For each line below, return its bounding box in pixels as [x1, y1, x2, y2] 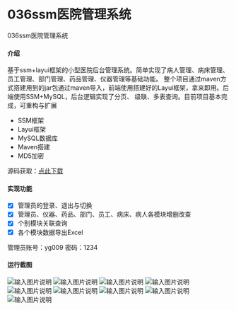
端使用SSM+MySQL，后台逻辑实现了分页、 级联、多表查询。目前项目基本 [7, 93, 221, 101]
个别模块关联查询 [17, 219, 68, 227]
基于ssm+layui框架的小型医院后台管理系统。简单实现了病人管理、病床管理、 [7, 66, 229, 74]
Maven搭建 [17, 143, 51, 151]
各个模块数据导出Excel [17, 228, 83, 236]
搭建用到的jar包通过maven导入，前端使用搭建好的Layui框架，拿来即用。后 [13, 84, 230, 92]
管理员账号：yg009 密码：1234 [7, 243, 98, 251]
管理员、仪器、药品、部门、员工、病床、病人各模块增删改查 [17, 210, 191, 219]
